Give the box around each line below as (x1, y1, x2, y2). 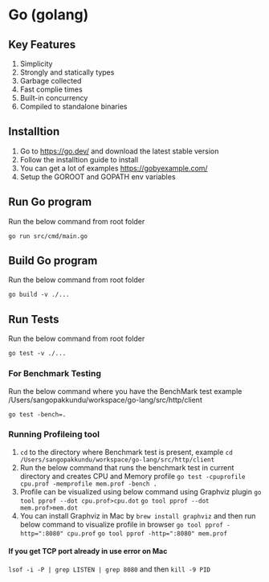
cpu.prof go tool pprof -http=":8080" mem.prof (67, 529, 227, 538)
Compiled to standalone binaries (19, 102, 128, 111)
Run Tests (8, 312, 59, 326)
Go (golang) (8, 6, 89, 24)
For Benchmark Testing (8, 368, 102, 379)
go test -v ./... (8, 350, 67, 358)
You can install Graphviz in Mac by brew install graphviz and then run (19, 510, 256, 520)
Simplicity (19, 59, 53, 68)
